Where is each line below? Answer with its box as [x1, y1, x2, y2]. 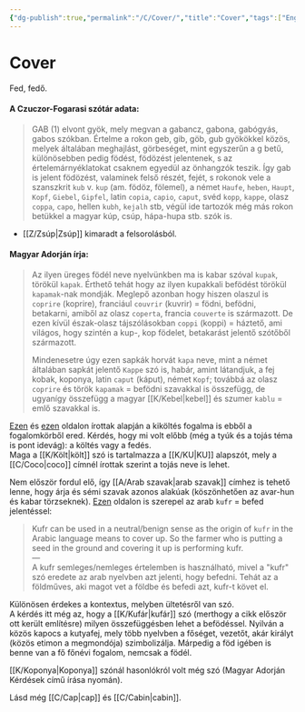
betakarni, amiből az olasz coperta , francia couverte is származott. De [31, 307, 293, 318]
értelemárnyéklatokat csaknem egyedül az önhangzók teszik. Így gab [31, 162, 291, 173]
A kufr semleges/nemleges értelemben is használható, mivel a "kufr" [31, 561, 290, 573]
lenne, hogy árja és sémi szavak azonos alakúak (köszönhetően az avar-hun [9, 486, 295, 496]
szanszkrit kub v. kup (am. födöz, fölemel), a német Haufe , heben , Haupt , [31, 181, 295, 192]
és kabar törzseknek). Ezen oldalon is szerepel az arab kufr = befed [9, 496, 264, 506]
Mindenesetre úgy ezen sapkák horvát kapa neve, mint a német [31, 354, 268, 365]
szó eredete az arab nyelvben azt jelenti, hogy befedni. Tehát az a [31, 571, 279, 582]
